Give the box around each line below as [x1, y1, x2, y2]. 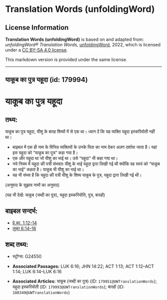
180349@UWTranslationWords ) [12, 290, 70, 296]
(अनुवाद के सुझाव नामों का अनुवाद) [5, 182, 60, 188]
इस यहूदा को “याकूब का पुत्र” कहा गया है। [12, 150, 78, 156]
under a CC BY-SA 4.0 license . [5, 47, 68, 53]
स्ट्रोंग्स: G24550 [12, 253, 42, 259]
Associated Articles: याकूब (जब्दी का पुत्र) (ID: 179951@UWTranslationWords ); [12, 278, 158, 284]
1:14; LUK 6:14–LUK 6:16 [12, 269, 62, 275]
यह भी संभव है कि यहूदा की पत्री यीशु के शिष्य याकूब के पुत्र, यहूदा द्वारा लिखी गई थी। [12, 172, 142, 178]
